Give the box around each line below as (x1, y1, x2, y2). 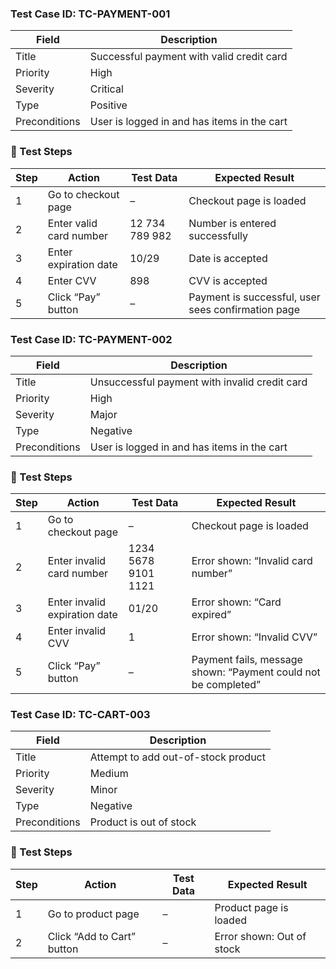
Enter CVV (47, 273, 97, 287)
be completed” (191, 678, 262, 692)
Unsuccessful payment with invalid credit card (89, 375, 308, 389)
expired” (191, 608, 232, 622)
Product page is (214, 900, 289, 914)
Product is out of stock (89, 815, 197, 829)
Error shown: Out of (214, 929, 307, 943)
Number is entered (188, 216, 277, 230)
